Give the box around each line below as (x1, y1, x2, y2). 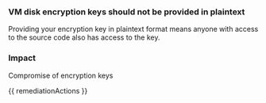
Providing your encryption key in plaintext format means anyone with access (8, 25, 259, 34)
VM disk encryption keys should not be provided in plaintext (8, 6, 245, 17)
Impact (8, 52, 37, 63)
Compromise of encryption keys (8, 71, 114, 80)
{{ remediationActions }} (8, 86, 88, 95)
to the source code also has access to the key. (8, 32, 160, 42)
